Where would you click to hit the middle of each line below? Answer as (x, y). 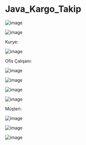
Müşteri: (14, 109)
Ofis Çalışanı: (18, 61)
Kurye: (12, 42)
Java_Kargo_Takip (43, 9)
